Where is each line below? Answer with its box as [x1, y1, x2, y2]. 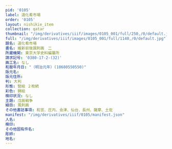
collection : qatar [5, 27, 45, 32]
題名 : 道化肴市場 [5, 41, 37, 46]
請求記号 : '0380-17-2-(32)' [5, 55, 62, 60]
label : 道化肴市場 [5, 12, 41, 17]
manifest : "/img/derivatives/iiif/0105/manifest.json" [5, 112, 125, 118]
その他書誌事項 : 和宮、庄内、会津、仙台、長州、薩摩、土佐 [5, 108, 113, 113]
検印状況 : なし [5, 93, 33, 98]
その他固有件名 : [5, 126, 35, 132]
